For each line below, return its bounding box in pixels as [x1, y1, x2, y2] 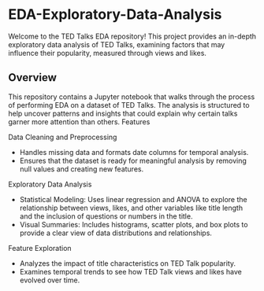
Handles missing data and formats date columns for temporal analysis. [19, 147, 249, 157]
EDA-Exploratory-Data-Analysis [8, 6, 222, 24]
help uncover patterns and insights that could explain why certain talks [8, 109, 238, 118]
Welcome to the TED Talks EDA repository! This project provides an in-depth [8, 31, 257, 41]
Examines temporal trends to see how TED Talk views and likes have [19, 267, 242, 276]
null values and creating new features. [19, 164, 144, 174]
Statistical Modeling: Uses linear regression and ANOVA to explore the [19, 194, 247, 204]
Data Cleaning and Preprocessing [8, 132, 117, 142]
